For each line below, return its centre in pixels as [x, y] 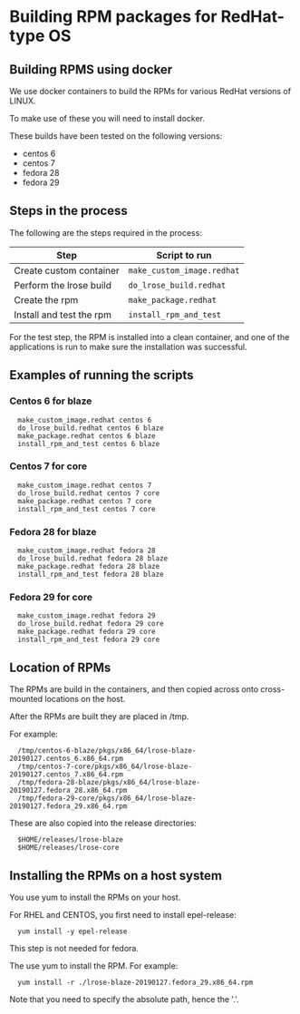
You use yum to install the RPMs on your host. [95, 897]
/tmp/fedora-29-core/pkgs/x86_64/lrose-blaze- [107, 799]
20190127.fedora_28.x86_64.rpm [68, 791]
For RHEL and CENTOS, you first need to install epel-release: [123, 915]
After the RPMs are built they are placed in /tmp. [99, 717]
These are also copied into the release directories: [103, 824]
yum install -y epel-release [73, 931]
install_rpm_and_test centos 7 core [87, 509]
